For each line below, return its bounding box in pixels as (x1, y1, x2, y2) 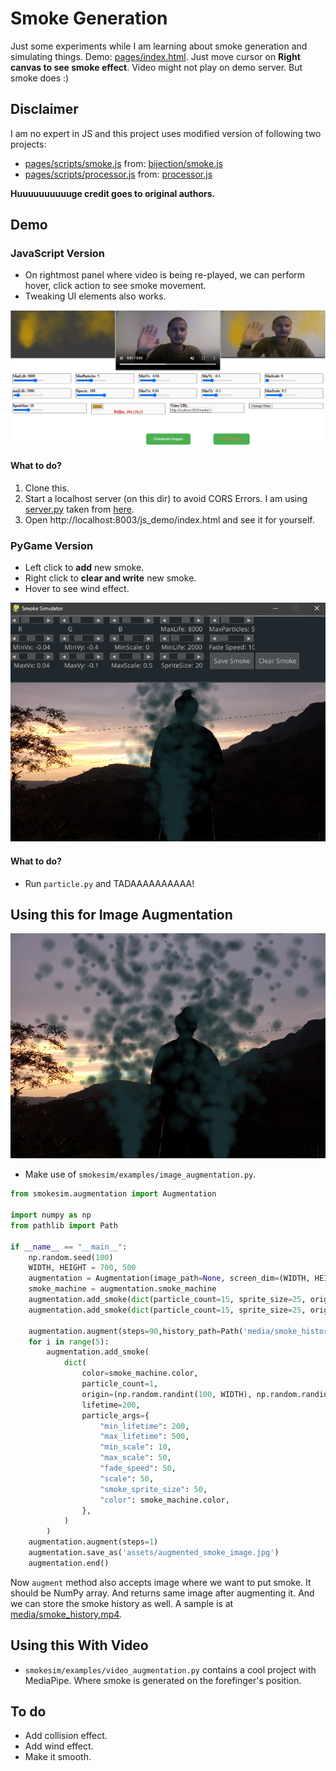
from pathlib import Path (10, 1220, 118, 1231)
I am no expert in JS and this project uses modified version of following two (10, 127, 322, 139)
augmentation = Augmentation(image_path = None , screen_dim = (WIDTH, (28, 1273, 311, 1284)
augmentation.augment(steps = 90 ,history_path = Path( (28, 1326, 244, 1336)
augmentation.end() (28, 1558, 110, 1568)
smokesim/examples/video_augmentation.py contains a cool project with (24, 1663, 317, 1676)
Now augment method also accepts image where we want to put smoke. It (10, 1576, 312, 1588)
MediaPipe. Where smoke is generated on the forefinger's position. (24, 1674, 302, 1686)
